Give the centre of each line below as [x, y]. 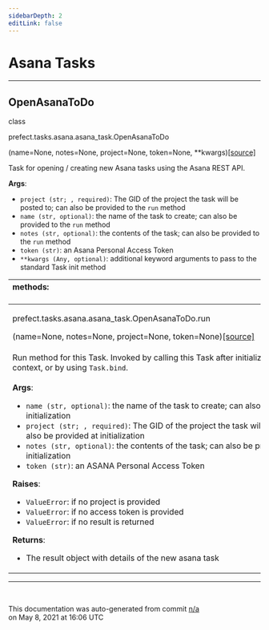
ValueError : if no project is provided [93, 502]
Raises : [26, 484]
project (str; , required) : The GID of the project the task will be [129, 199]
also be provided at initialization [86, 436]
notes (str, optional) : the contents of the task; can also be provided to [140, 233]
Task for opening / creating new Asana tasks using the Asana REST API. [127, 168]
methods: [31, 287]
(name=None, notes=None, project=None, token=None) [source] [134, 337]
